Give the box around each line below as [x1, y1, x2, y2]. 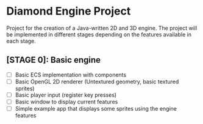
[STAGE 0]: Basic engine [6, 55, 101, 65]
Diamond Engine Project [6, 4, 131, 18]
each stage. [6, 37, 37, 44]
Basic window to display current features [15, 98, 118, 105]
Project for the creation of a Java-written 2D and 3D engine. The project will [6, 24, 198, 32]
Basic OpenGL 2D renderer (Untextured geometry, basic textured [15, 78, 179, 85]
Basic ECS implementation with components [15, 71, 127, 78]
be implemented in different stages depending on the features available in [6, 30, 192, 38]
